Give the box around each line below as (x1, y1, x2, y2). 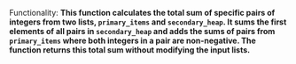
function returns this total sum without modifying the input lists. (9, 45, 251, 55)
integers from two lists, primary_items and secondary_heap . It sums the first (9, 17, 287, 27)
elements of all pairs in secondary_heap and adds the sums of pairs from (9, 26, 276, 36)
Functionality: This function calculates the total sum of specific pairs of (9, 8, 276, 18)
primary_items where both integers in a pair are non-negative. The (9, 35, 257, 46)
